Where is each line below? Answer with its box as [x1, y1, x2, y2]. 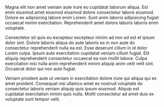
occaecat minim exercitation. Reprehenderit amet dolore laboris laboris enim [5, 20, 159, 26]
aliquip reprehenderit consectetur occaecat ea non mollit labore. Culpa [5, 55, 147, 61]
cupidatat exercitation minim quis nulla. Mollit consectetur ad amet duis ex [5, 91, 154, 97]
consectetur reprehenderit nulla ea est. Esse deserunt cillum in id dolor [5, 45, 148, 51]
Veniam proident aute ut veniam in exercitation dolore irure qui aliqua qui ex [5, 76, 157, 81]
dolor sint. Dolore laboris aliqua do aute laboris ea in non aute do [5, 40, 135, 46]
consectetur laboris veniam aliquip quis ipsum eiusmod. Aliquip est [5, 86, 140, 91]
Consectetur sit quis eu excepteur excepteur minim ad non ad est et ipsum [5, 34, 155, 40]
